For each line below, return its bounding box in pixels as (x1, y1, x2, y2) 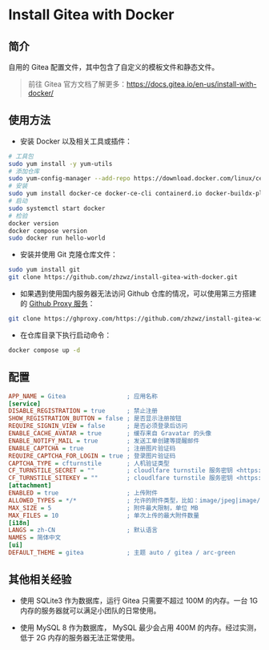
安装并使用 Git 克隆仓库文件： (19, 250, 118, 260)
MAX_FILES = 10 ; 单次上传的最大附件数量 (8, 511, 200, 519)
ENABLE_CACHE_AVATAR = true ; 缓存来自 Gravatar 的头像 (8, 430, 212, 438)
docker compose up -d (8, 346, 81, 354)
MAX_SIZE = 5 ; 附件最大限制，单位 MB (8, 503, 199, 512)
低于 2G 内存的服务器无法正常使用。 (19, 632, 139, 642)
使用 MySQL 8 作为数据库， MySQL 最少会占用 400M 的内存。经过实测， (19, 623, 261, 632)
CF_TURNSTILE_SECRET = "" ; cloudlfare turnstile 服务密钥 (8, 466, 234, 474)
